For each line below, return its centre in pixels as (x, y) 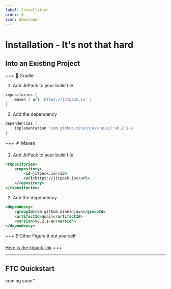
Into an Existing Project (43, 63)
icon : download (21, 19)
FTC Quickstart (30, 268)
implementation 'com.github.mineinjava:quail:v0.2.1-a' (75, 128)
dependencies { (21, 123)
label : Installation (27, 10)
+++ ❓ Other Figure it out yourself (41, 236)
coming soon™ (20, 281)
